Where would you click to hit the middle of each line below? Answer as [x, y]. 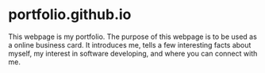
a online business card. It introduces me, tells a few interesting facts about [130, 44]
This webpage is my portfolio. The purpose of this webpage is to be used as [133, 36]
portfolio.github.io [70, 15]
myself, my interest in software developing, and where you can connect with [133, 53]
